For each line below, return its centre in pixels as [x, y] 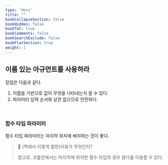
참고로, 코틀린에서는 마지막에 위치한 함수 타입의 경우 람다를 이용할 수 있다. [90, 157]
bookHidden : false [25, 24]
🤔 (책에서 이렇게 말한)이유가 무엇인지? [55, 146]
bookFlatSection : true [29, 43]
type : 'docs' [19, 10]
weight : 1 [16, 48]
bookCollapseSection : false [35, 19]
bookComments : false [27, 33]
